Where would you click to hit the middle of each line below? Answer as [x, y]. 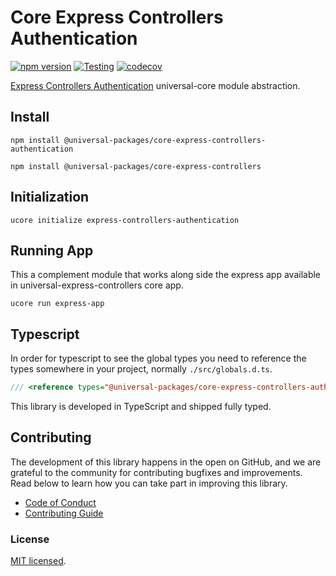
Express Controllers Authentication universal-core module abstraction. [155, 85]
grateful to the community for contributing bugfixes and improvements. [156, 472]
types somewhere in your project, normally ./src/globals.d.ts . [141, 369]
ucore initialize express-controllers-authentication [125, 220]
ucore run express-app [57, 304]
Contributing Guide [64, 513]
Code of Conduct [60, 502]
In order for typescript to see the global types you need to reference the [158, 358]
